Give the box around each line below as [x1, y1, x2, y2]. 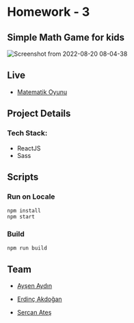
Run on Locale [7, 192, 55, 201]
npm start [7, 214, 36, 221]
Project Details [7, 108, 71, 120]
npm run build [7, 245, 48, 252]
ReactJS [16, 144, 41, 152]
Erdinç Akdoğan [16, 295, 63, 303]
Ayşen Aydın [16, 282, 53, 290]
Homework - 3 [7, 4, 90, 20]
